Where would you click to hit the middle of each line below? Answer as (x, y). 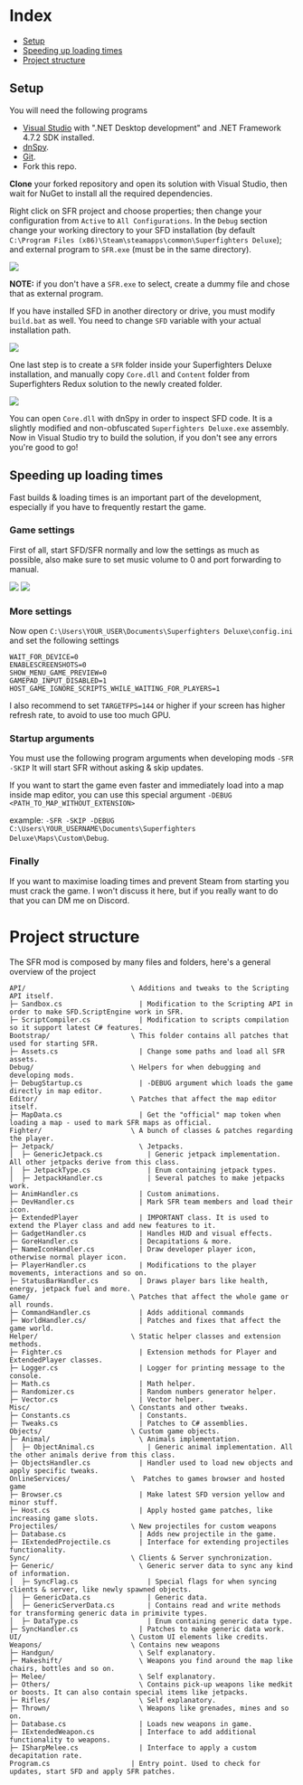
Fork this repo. (49, 166)
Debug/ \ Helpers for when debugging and (135, 1067)
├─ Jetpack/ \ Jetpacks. (96, 1146)
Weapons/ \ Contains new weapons (115, 1645)
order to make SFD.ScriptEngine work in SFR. (96, 1012)
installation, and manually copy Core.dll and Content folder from (130, 374)
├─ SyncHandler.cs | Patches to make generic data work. (147, 1629)
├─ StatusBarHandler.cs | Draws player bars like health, (139, 1280)
